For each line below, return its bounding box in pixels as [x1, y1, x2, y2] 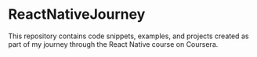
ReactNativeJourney [8, 5, 146, 23]
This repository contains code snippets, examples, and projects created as [8, 31, 249, 41]
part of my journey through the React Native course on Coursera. [8, 39, 219, 48]
